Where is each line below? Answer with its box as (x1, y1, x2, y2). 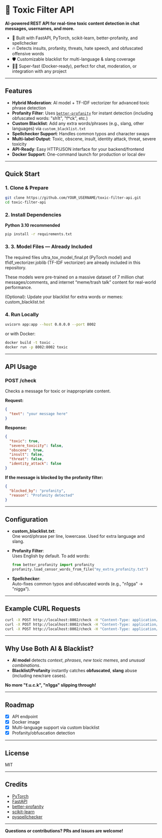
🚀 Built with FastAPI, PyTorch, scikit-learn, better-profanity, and (12, 35, 138, 41)
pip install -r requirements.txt (5, 232, 72, 237)
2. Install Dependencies (5, 211, 62, 218)
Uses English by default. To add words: (12, 553, 90, 559)
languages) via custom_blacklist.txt (12, 126, 86, 131)
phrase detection (12, 105, 46, 111)
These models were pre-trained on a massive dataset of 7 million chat (5, 274, 144, 280)
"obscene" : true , (9, 448, 44, 452)
